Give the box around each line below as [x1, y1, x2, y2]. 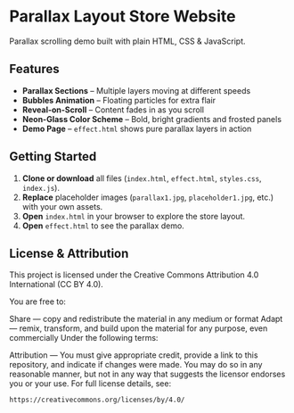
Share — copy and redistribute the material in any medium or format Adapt [9, 314, 283, 325]
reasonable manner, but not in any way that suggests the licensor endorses [9, 368, 286, 380]
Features [9, 62, 60, 77]
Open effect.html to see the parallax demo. [21, 220, 184, 231]
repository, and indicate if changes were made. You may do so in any [9, 359, 263, 370]
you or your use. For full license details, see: [9, 378, 172, 389]
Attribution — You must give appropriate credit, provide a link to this [9, 350, 258, 360]
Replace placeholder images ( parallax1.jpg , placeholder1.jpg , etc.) [21, 192, 274, 202]
